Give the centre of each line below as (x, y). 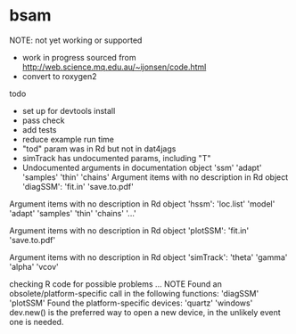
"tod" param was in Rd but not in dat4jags (99, 149)
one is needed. (37, 322)
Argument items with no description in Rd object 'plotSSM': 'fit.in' (129, 230)
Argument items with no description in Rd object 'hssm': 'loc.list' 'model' (142, 204)
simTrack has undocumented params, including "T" (116, 158)
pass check (43, 120)
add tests (39, 129)
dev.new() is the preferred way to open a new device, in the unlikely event (145, 312)
